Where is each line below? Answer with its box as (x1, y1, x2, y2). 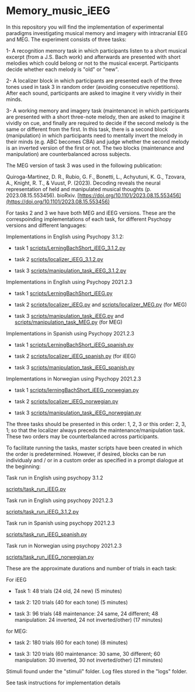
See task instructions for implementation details (6, 679, 121, 686)
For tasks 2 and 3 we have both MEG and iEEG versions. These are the (6, 209, 176, 216)
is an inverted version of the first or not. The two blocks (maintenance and (6, 144, 184, 151)
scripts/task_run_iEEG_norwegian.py (6, 553, 95, 560)
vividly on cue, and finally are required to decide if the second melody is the (6, 119, 189, 126)
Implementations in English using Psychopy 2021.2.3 (6, 278, 133, 285)
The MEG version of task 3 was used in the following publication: (6, 162, 162, 169)
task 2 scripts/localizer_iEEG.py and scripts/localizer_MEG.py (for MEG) (14, 301, 187, 308)
